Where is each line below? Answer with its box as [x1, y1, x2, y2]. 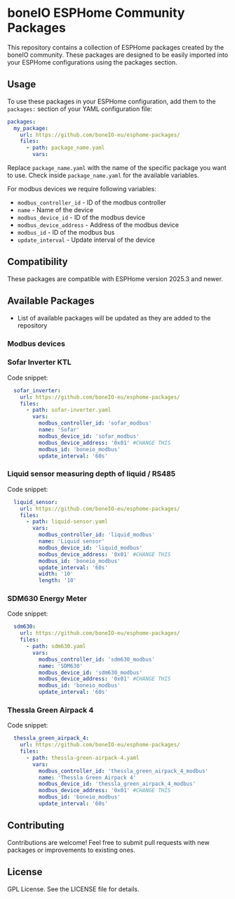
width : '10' [38, 571, 74, 578]
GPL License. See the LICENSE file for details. [7, 884, 140, 893]
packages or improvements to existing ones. [7, 846, 135, 854]
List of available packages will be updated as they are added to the [17, 313, 211, 322]
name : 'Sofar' [38, 427, 80, 434]
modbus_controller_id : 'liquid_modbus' [38, 531, 156, 538]
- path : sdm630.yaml [25, 643, 86, 650]
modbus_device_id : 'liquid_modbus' [38, 544, 142, 551]
